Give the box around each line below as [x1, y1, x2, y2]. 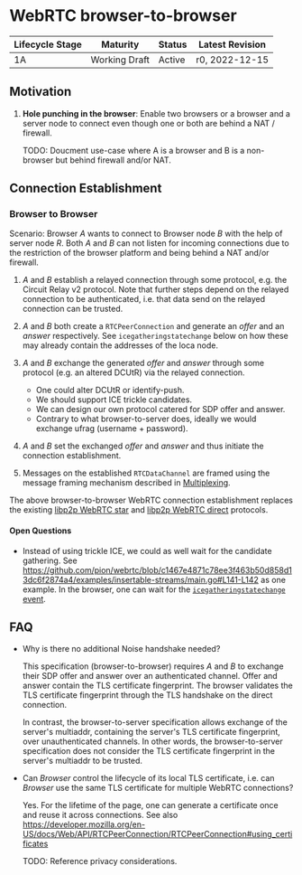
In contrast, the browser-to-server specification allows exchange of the [22, 717, 288, 728]
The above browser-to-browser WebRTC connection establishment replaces [9, 494, 293, 506]
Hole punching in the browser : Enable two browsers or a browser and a [22, 108, 291, 118]
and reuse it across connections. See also [22, 810, 178, 821]
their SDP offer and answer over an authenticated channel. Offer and [22, 671, 278, 682]
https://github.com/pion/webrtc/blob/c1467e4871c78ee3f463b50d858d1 [22, 564, 293, 575]
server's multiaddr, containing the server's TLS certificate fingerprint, [22, 727, 281, 738]
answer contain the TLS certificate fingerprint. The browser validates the [22, 680, 293, 692]
